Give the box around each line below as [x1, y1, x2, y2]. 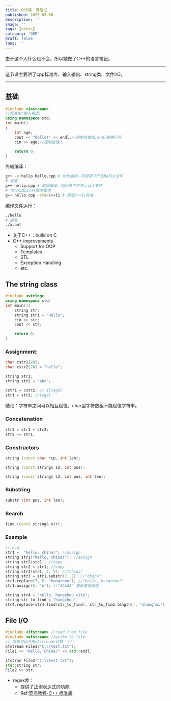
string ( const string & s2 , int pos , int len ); [5, 474, 106, 479]
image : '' [5, 21, 26, 27]
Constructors [5, 444, 39, 451]
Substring [5, 486, 31, 493]
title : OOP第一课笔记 [5, 7, 47, 13]
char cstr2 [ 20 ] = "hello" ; [5, 364, 63, 370]
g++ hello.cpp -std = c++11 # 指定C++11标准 [5, 192, 94, 198]
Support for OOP [20, 244, 56, 250]
